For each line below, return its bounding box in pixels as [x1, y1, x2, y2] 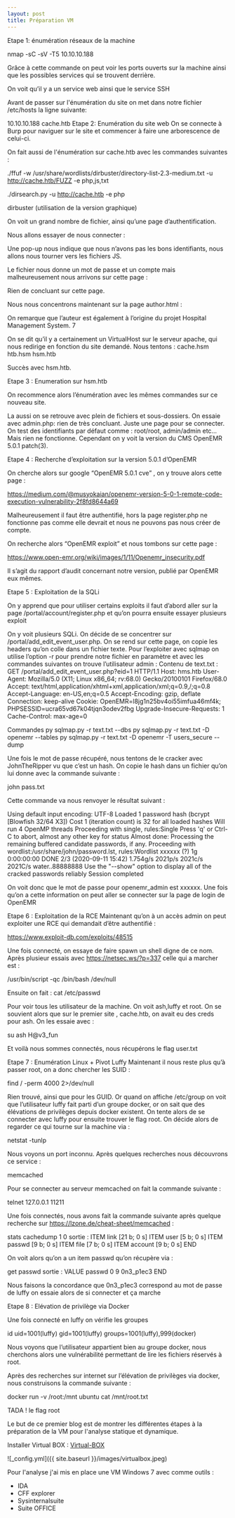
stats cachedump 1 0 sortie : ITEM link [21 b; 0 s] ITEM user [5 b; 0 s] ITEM [7, 1232, 223, 1241]
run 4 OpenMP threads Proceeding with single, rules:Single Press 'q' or [7, 825, 213, 833]
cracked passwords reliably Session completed [7, 869, 144, 878]
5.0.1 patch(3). [7, 441, 48, 450]
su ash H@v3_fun [7, 1030, 58, 1039]
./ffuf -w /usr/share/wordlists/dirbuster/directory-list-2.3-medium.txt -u [7, 169, 213, 177]
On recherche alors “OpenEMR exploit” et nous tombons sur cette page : [7, 539, 217, 548]
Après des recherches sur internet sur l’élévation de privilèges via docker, [7, 1371, 220, 1380]
